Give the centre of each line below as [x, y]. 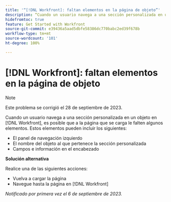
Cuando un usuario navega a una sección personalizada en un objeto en [81, 117]
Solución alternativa [27, 159]
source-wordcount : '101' [32, 39]
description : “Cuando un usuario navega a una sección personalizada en [84, 15]
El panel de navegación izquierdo [47, 138]
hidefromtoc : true [25, 19]
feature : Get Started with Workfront [45, 24]
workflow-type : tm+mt [28, 34]
